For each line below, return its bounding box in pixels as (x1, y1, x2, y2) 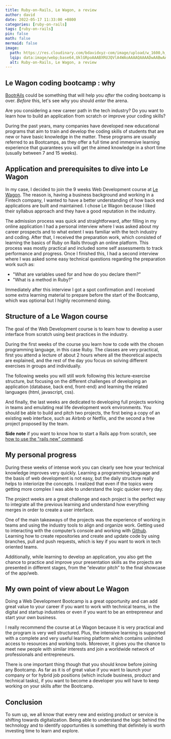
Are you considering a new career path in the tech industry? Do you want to (5, 108, 164, 114)
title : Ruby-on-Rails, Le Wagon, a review (5, 7, 97, 13)
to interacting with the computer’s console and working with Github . (5, 527, 148, 534)
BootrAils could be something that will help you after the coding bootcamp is (5, 92, 166, 99)
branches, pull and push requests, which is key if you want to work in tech (5, 538, 161, 544)
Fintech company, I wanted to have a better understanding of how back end (5, 197, 164, 203)
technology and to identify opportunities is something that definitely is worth (5, 722, 165, 728)
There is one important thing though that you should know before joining (5, 661, 157, 668)
